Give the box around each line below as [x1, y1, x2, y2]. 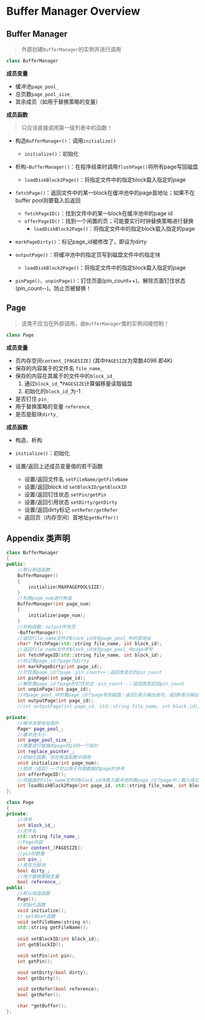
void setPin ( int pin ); [17, 953, 75, 959]
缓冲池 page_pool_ [15, 83, 59, 90]
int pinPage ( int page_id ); [17, 675, 86, 681]
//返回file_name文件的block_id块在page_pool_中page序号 [17, 647, 153, 653]
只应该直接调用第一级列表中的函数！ [21, 124, 113, 131]
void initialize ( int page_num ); [17, 760, 99, 766]
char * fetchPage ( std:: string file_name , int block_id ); [17, 641, 163, 647]
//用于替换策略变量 [17, 873, 60, 879]
